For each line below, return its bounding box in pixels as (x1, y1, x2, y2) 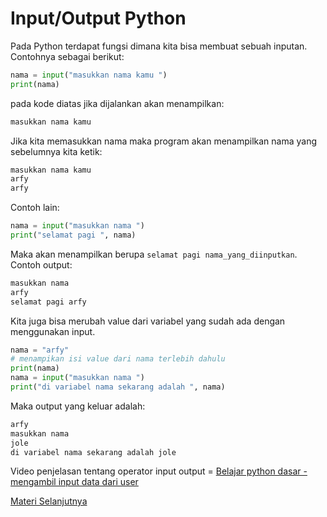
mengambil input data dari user (10, 476, 139, 488)
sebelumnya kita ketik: (10, 145, 103, 157)
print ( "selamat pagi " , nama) (10, 230, 137, 241)
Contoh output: (10, 258, 73, 271)
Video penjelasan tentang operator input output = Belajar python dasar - (10, 465, 308, 477)
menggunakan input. (10, 325, 96, 337)
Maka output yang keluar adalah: (10, 400, 146, 412)
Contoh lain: (10, 202, 60, 214)
